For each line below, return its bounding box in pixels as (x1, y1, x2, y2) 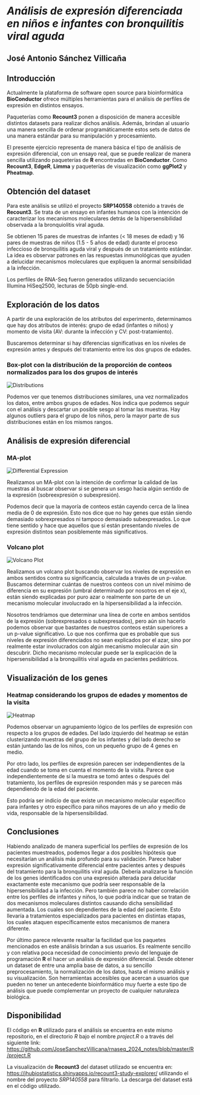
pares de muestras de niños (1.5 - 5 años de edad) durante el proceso (7, 239, 177, 247)
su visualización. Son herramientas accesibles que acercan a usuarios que (7, 974, 189, 981)
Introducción (7, 73, 56, 83)
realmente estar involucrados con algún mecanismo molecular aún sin (7, 643, 178, 650)
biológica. (7, 993, 31, 1000)
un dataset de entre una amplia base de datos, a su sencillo (7, 962, 153, 969)
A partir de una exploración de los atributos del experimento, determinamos (7, 316, 192, 323)
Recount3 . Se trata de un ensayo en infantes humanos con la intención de (7, 208, 189, 216)
